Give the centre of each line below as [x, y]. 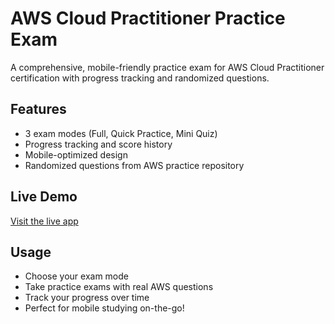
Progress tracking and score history [98, 144]
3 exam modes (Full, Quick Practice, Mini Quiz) [121, 133]
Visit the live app [44, 221]
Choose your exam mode [77, 276]
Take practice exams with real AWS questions [119, 287]
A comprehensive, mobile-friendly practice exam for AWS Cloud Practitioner [167, 67]
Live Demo [44, 197]
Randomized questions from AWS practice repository [134, 165]
